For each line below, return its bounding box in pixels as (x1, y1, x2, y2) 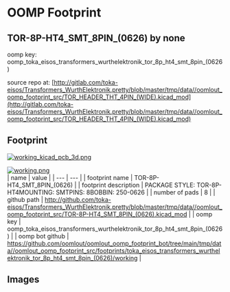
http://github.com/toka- (44, 195, 111, 203)
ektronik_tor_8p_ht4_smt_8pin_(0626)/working (7, 254, 138, 262)
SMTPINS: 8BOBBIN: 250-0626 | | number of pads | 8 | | (56, 188, 216, 196)
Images (7, 273, 40, 286)
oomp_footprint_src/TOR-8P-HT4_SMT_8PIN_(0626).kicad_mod (7, 210, 187, 218)
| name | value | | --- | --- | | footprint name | (7, 173, 133, 181)
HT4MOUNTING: (7, 188, 55, 196)
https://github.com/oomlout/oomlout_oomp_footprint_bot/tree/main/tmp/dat (7, 239, 222, 247)
